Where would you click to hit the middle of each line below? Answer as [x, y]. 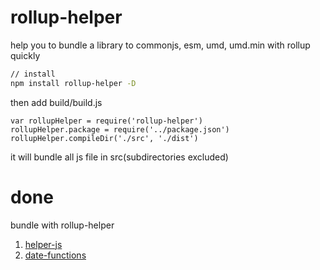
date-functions [55, 255]
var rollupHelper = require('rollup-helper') [106, 121]
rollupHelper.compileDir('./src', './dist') [104, 138]
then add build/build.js [56, 102]
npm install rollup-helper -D [73, 83]
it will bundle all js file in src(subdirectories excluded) [119, 157]
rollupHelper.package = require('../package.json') [120, 129]
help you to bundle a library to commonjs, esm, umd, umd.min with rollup [160, 45]
